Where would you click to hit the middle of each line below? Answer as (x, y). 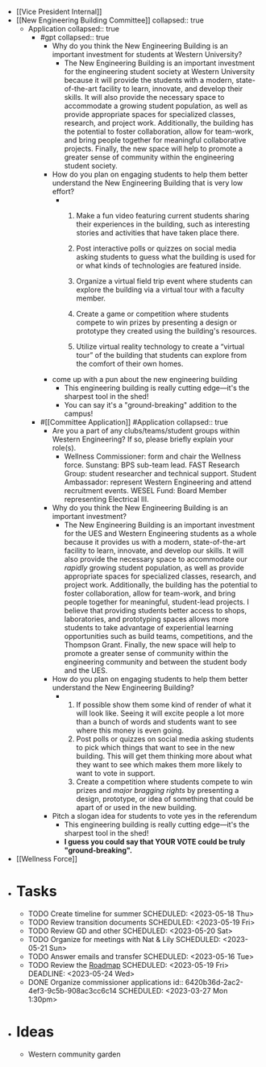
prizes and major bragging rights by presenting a (158, 790)
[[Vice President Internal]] (59, 12)
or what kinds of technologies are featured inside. (159, 266)
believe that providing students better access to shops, (156, 610)
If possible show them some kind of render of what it (164, 705)
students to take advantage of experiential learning (149, 627)
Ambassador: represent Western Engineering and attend (158, 482)
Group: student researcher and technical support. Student (160, 473)
